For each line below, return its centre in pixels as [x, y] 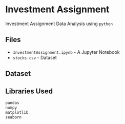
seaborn [14, 117]
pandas [12, 103]
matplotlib [17, 112]
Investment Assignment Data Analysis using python [59, 24]
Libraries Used [29, 91]
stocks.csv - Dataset [35, 57]
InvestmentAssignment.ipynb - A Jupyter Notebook [66, 52]
